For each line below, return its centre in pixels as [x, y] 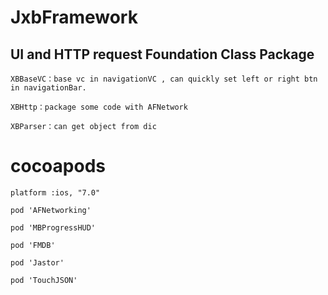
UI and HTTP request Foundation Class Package [162, 54]
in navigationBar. [48, 88]
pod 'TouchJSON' [44, 280]
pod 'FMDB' [33, 245]
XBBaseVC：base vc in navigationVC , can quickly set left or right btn [164, 79]
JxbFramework [74, 17]
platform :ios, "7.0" [55, 192]
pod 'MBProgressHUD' [53, 227]
